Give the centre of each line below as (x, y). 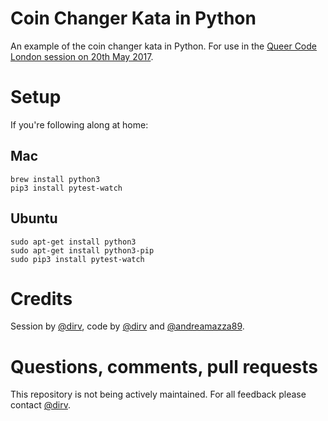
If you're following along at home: (79, 124)
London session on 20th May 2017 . (82, 56)
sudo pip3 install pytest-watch (77, 259)
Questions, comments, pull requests (164, 366)
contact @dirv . (40, 405)
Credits (41, 298)
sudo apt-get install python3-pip (82, 250)
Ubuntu (34, 218)
